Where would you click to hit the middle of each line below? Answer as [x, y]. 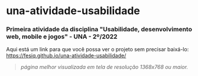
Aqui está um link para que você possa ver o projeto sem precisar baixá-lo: [98, 49]
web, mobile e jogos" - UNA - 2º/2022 [62, 37]
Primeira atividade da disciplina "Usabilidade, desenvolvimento [99, 29]
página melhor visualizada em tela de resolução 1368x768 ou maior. [104, 67]
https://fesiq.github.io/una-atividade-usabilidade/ [66, 56]
